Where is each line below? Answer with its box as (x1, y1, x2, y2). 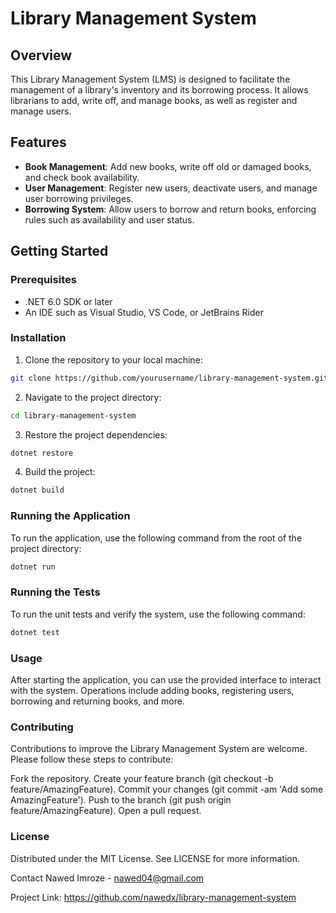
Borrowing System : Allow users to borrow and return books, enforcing (24, 203, 317, 215)
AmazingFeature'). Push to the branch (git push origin (10, 794, 232, 806)
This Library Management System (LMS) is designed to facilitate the (10, 73, 291, 85)
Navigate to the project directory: (24, 391, 162, 403)
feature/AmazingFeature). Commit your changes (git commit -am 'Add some (10, 783, 324, 796)
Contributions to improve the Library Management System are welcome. (10, 743, 308, 755)
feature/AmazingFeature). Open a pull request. (10, 805, 202, 817)
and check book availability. (24, 171, 140, 183)
